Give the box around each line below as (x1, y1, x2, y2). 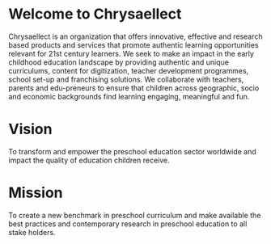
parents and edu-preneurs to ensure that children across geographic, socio (8, 82, 260, 93)
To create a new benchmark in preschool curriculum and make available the (8, 210, 261, 220)
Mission (8, 183, 63, 202)
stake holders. (8, 227, 56, 237)
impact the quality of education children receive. (8, 155, 170, 165)
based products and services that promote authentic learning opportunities (8, 40, 259, 49)
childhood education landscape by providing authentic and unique (8, 57, 229, 67)
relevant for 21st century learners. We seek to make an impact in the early (8, 48, 255, 58)
